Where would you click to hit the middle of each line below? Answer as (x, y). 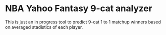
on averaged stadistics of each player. (44, 27)
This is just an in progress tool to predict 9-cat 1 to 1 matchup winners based (83, 22)
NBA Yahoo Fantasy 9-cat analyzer (79, 9)
